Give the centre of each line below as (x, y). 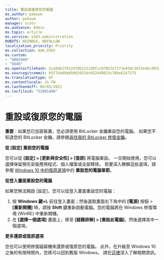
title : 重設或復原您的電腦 (29, 10)
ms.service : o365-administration (39, 37)
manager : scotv (20, 23)
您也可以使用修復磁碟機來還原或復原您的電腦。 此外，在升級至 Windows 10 (81, 246)
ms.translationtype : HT (29, 78)
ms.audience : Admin (25, 28)
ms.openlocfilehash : (26, 69)
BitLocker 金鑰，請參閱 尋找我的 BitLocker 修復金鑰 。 (76, 138)
